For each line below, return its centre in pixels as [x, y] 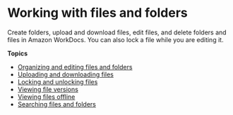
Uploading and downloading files [66, 74]
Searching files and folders [57, 104]
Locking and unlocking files [58, 81]
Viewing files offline [46, 97]
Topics [18, 53]
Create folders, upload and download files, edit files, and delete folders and [117, 32]
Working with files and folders [98, 13]
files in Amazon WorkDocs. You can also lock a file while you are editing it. [115, 39]
